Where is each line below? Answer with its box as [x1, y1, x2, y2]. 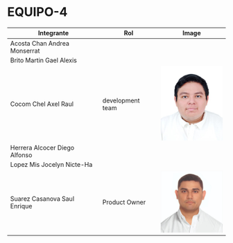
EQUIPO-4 [7, 4, 68, 20]
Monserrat [10, 46, 40, 55]
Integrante [37, 29, 69, 37]
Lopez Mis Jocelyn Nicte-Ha [10, 161, 93, 169]
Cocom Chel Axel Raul [10, 100, 74, 108]
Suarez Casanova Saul [10, 195, 75, 203]
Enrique [10, 201, 33, 210]
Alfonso [10, 151, 33, 159]
